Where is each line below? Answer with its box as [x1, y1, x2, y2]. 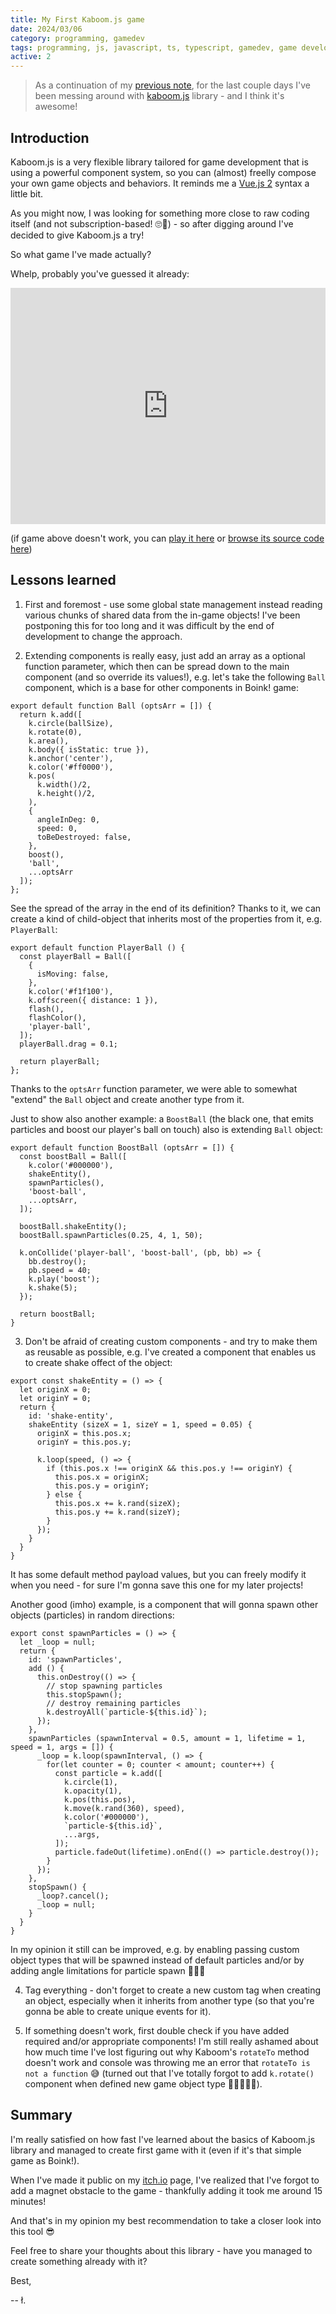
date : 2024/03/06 [10, 24, 83, 34]
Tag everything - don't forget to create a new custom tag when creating [24, 1984, 322, 1996]
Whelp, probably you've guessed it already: [10, 267, 190, 280]
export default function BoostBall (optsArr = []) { [10, 1142, 235, 1153]
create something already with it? [10, 2255, 148, 2267]
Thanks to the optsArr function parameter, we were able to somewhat [10, 1082, 298, 1095]
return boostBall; [19, 1309, 97, 1319]
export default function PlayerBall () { [10, 942, 186, 953]
